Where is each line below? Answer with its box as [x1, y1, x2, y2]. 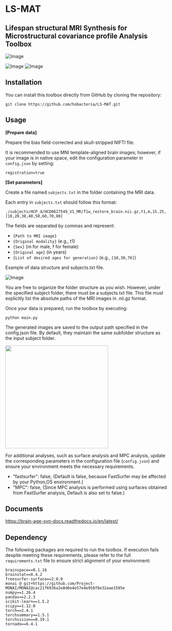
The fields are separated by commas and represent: [5, 222, 116, 229]
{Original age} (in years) [12, 249, 67, 255]
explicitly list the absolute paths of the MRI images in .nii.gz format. [5, 295, 147, 301]
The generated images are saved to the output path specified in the [5, 324, 148, 330]
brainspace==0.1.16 [5, 568, 47, 573]
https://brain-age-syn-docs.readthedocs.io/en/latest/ [5, 518, 119, 525]
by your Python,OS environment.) [12, 479, 84, 485]
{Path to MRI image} [12, 233, 57, 239]
